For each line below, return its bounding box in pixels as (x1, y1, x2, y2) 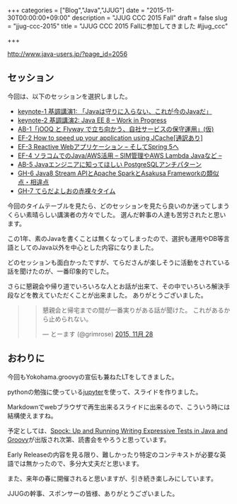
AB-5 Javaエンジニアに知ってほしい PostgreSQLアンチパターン (17, 160, 202, 168)
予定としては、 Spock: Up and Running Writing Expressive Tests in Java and (7, 426, 228, 435)
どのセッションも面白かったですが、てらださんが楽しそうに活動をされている (7, 258, 231, 266)
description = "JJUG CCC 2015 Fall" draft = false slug (71, 13, 228, 22)
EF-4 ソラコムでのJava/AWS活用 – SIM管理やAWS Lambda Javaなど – (17, 151, 222, 160)
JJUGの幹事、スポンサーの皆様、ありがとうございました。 (7, 489, 179, 498)
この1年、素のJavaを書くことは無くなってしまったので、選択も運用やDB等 (7, 234, 224, 242)
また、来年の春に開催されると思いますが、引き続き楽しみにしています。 (7, 474, 217, 483)
